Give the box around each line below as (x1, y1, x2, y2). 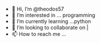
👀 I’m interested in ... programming (11, 12, 96, 19)
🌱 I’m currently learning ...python (11, 18, 91, 24)
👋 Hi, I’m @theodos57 (11, 6, 65, 12)
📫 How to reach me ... (11, 31, 66, 37)
